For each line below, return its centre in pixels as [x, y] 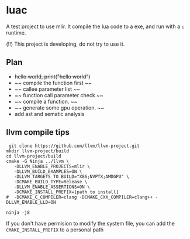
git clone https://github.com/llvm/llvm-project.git [74, 146]
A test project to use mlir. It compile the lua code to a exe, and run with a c [95, 26]
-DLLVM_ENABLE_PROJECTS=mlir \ [52, 166]
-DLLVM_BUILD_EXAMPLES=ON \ [48, 171]
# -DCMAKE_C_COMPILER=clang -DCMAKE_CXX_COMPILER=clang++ [80, 197]
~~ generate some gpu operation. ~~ [59, 107]
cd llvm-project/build [34, 156]
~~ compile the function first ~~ [53, 83]
